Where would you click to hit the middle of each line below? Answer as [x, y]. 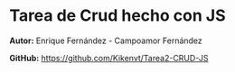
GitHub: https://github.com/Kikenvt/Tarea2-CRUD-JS [109, 58]
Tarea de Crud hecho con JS [117, 16]
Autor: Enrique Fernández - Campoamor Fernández [106, 40]
